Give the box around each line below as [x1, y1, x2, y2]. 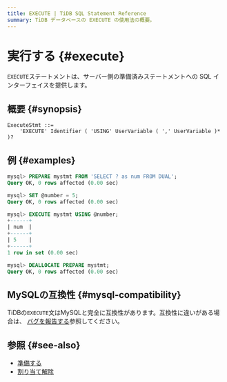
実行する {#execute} [7, 48, 126, 64]
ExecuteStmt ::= [7, 122, 54, 129]
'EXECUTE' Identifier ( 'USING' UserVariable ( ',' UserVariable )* [19, 128, 221, 135]
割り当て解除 [17, 368, 54, 376]
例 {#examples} [7, 154, 76, 166]
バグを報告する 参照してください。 [26, 317, 124, 325]
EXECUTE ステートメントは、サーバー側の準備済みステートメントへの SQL [7, 72, 212, 81]
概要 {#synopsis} [7, 103, 83, 114]
